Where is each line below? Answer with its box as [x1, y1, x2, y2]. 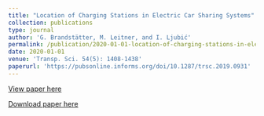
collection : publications [8, 19, 93, 27]
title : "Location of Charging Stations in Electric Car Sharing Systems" [8, 11, 255, 20]
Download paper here [8, 99, 79, 108]
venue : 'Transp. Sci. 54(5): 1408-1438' [8, 56, 143, 63]
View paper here [8, 84, 62, 93]
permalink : [8, 41, 44, 49]
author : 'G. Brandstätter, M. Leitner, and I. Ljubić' [8, 33, 192, 42]
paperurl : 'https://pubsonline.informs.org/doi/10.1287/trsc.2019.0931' [8, 63, 251, 71]
